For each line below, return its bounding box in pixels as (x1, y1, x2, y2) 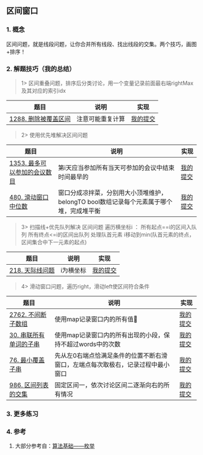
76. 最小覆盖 (9, 356, 45, 364)
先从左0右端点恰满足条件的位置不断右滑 (54, 351, 168, 359)
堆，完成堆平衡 (58, 207, 101, 215)
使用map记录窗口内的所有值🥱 (54, 314, 138, 323)
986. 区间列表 (9, 380, 49, 389)
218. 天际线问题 (9, 266, 55, 274)
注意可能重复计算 (76, 115, 126, 123)
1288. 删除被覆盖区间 (9, 115, 71, 123)
